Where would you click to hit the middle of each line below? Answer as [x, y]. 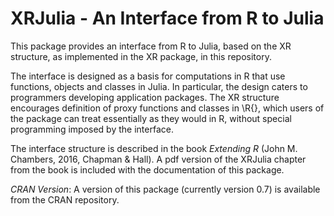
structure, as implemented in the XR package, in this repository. [141, 56]
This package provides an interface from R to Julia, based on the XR [151, 46]
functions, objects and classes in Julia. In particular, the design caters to [159, 86]
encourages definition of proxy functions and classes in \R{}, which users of [167, 108]
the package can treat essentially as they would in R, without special [151, 118]
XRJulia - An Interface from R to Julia [167, 18]
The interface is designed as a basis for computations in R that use [148, 76]
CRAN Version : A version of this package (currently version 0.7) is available [165, 189]
